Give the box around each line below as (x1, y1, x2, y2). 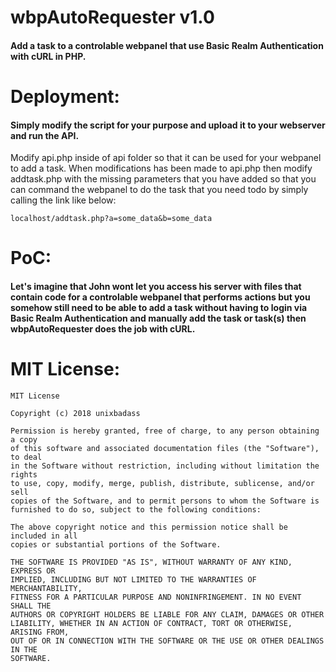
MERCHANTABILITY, (10, 583, 83, 593)
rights (10, 469, 38, 480)
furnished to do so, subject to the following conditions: (10, 504, 262, 515)
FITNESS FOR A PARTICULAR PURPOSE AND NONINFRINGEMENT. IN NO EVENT (10, 592, 302, 602)
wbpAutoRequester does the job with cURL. (10, 322, 196, 335)
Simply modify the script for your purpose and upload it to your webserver (10, 119, 326, 131)
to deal (10, 452, 43, 462)
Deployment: (10, 85, 120, 108)
